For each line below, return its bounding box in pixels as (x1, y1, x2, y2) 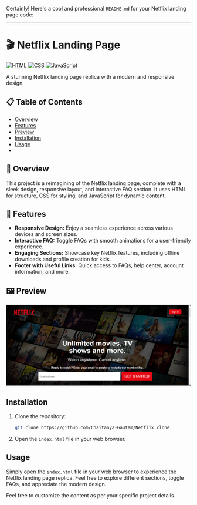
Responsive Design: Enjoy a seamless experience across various (14, 224, 173, 231)
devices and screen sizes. (14, 231, 78, 238)
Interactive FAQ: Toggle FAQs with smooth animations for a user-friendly (14, 237, 191, 244)
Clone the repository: (14, 413, 66, 419)
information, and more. (14, 268, 70, 275)
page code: (6, 11, 34, 18)
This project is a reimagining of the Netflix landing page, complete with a (6, 179, 182, 187)
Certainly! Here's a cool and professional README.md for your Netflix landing (6, 5, 186, 12)
